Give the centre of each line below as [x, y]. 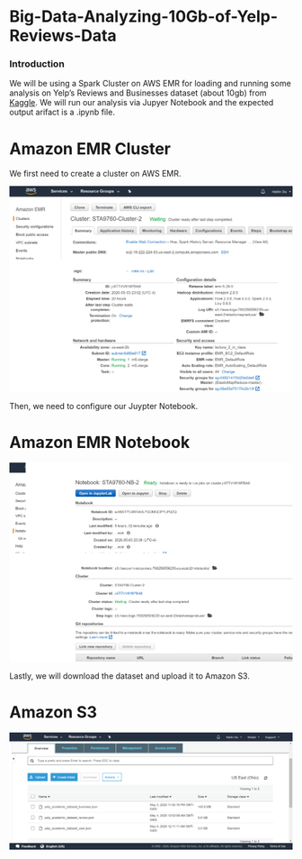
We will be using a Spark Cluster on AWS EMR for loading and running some [151, 84]
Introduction [37, 64]
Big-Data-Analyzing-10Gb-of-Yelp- [144, 17]
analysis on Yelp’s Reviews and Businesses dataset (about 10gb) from [138, 93]
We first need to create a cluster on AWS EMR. [95, 174]
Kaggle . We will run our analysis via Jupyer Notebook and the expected [142, 103]
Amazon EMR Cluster [90, 148]
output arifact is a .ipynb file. [62, 112]
